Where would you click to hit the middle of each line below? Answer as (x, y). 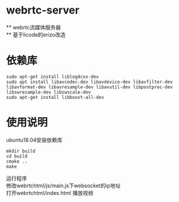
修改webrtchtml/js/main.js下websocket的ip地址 (64, 186)
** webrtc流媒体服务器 (33, 27)
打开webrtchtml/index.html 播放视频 (50, 193)
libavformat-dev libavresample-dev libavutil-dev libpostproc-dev (89, 87)
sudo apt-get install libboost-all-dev (55, 97)
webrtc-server (43, 10)
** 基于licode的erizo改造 (36, 34)
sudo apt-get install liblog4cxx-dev (53, 77)
